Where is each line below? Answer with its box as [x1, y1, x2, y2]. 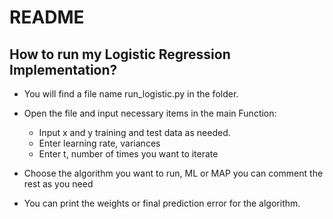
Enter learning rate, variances [38, 137, 161, 149]
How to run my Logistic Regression [9, 46, 231, 63]
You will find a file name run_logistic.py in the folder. [23, 88, 239, 100]
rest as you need [23, 178, 94, 190]
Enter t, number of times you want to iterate [38, 148, 219, 160]
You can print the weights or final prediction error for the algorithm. [23, 197, 301, 209]
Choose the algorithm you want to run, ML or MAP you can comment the [23, 167, 324, 179]
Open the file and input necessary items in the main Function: [23, 107, 277, 119]
